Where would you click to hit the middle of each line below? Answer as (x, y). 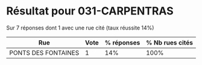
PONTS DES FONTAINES (44, 52)
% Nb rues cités (169, 42)
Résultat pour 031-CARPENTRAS (90, 11)
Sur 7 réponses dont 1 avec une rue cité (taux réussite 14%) (80, 28)
